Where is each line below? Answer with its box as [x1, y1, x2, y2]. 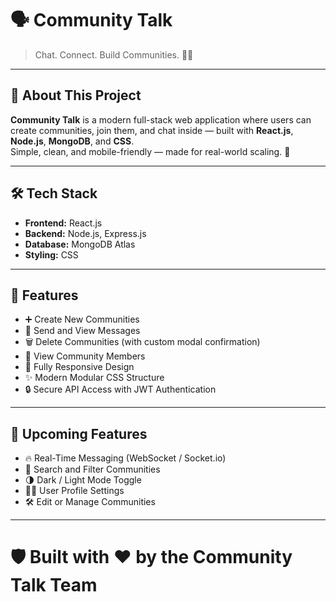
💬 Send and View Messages [24, 325, 141, 337]
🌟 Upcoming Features [10, 425, 148, 442]
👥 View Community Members [24, 350, 146, 362]
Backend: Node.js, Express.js [24, 227, 147, 239]
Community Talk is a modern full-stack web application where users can [10, 113, 312, 126]
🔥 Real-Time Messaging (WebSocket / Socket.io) [24, 452, 227, 464]
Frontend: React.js [24, 217, 103, 229]
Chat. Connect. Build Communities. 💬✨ [34, 48, 194, 61]
